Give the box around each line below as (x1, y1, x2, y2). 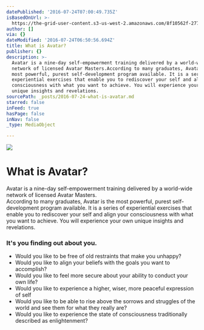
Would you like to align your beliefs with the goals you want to (15, 259, 170, 266)
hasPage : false (6, 111, 45, 117)
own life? (15, 278, 38, 286)
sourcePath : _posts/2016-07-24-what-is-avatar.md (6, 94, 135, 100)
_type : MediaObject (6, 122, 56, 128)
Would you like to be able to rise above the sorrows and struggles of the (15, 298, 195, 305)
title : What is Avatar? (6, 43, 67, 49)
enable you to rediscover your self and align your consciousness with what (6, 211, 194, 218)
